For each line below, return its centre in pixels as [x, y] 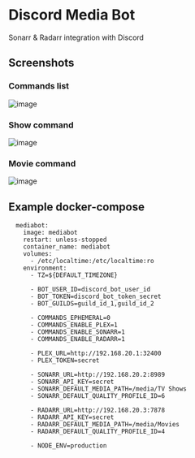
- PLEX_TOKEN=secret [65, 361]
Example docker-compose [76, 207]
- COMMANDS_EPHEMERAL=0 [70, 318]
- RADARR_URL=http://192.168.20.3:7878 [97, 410]
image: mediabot [51, 233]
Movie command [42, 163]
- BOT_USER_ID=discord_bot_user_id [90, 290]
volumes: [38, 254]
